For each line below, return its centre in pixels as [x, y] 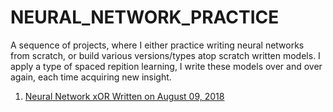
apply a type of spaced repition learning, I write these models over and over [166, 66]
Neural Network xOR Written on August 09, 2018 [124, 96]
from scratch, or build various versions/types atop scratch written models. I [165, 55]
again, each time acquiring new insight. [91, 77]
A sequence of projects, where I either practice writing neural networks [157, 45]
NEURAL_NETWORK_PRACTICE [145, 17]
